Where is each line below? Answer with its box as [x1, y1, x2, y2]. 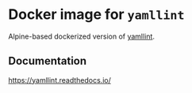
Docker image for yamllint [8, 6, 185, 24]
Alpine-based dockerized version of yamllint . [8, 32, 155, 41]
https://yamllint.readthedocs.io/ [8, 75, 111, 84]
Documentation [8, 54, 87, 68]
